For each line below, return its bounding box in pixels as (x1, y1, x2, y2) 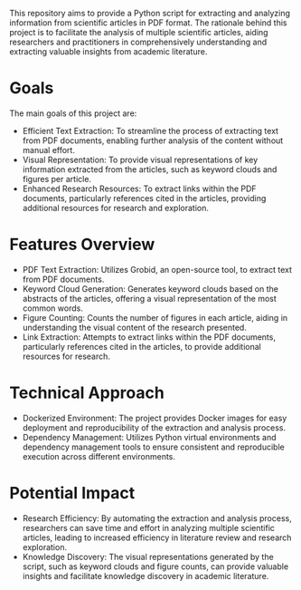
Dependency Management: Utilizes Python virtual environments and (22, 431, 277, 442)
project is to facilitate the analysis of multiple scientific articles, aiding (9, 27, 268, 37)
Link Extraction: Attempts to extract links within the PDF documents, (22, 331, 276, 343)
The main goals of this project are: (9, 108, 137, 119)
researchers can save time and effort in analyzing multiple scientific (22, 522, 276, 533)
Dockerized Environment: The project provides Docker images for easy (22, 412, 287, 423)
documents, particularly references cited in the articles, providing (22, 192, 267, 203)
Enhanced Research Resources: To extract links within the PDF (22, 183, 257, 194)
